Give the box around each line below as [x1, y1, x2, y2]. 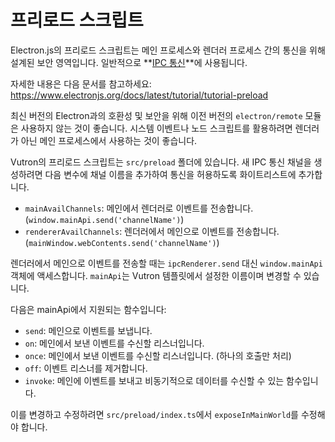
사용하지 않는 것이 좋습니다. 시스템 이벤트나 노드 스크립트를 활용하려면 [20, 122, 293, 134]
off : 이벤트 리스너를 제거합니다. [24, 362, 148, 374]
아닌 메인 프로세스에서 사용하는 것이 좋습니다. [20, 134, 198, 146]
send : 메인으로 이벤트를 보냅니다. [24, 324, 153, 336]
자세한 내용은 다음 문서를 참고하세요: [10, 77, 152, 90]
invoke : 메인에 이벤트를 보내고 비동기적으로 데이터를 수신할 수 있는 [24, 374, 285, 386]
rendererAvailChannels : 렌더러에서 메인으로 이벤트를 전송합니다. [24, 225, 280, 237]
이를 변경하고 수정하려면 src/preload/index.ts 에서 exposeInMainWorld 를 [10, 408, 299, 420]
